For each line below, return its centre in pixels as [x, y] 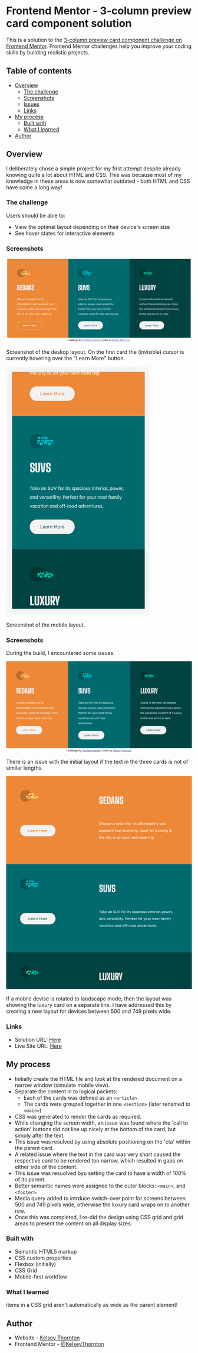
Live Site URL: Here [38, 1046]
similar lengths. [24, 768]
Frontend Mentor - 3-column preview [99, 11]
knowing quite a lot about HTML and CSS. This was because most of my [94, 175]
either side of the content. [46, 1167]
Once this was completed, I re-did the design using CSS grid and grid [99, 1217]
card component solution [69, 23]
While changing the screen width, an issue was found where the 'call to [101, 1123]
